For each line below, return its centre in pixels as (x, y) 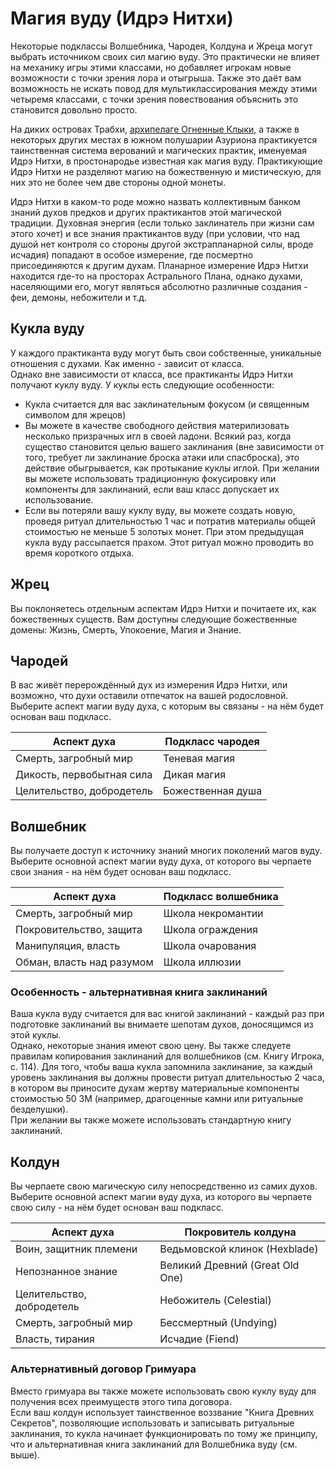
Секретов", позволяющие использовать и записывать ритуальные (152, 1423)
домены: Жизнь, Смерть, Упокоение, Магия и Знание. (126, 629)
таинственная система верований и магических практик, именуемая (159, 150)
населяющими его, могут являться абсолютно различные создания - (159, 286)
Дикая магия (194, 775)
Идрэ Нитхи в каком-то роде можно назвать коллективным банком (155, 201)
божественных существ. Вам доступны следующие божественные (154, 619)
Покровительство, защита (79, 930)
